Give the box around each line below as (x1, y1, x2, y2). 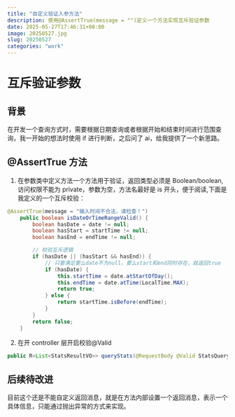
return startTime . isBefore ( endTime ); (57, 299, 168, 306)
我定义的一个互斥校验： (17, 193, 85, 202)
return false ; (32, 318, 73, 325)
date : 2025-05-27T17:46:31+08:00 (7, 23, 105, 30)
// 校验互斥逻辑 (32, 247, 73, 254)
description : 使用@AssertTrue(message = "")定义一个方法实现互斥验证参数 (7, 17, 210, 24)
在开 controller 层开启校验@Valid (17, 338, 112, 347)
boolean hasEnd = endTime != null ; (32, 234, 136, 241)
